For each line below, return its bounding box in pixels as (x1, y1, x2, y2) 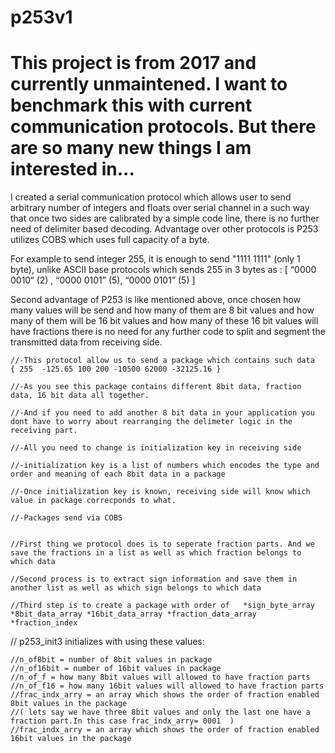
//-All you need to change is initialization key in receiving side (10, 443, 302, 453)
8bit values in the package (10, 699, 128, 709)
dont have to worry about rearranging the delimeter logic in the (10, 417, 293, 427)
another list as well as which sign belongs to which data (10, 583, 262, 593)
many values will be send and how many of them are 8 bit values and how (10, 304, 315, 316)
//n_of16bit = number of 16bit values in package (10, 664, 222, 674)
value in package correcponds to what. (10, 496, 177, 506)
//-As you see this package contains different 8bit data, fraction (10, 382, 302, 392)
